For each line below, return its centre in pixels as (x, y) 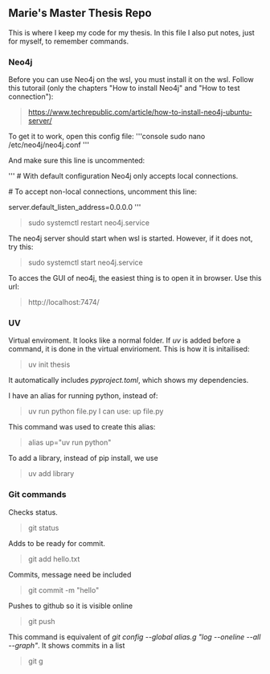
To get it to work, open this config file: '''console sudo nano (107, 137)
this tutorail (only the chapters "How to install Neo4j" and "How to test (124, 88)
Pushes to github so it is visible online (71, 606)
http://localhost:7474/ (64, 302)
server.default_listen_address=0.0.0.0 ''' (75, 208)
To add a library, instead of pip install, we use (83, 458)
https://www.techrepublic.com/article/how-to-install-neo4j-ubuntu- (140, 113)
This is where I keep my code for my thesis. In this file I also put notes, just (131, 32)
